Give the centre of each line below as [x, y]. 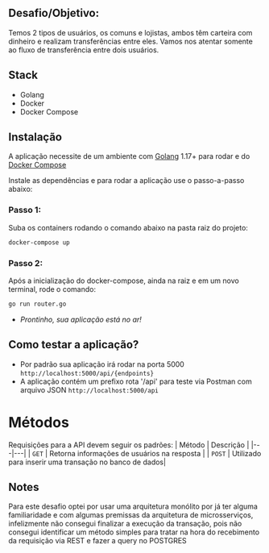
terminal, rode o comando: [52, 289]
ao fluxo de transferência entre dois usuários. [84, 50]
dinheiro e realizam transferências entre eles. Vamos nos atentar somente [131, 41]
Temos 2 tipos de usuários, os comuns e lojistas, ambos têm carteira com [130, 32]
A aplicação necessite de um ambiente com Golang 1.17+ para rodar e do [129, 156]
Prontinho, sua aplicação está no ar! [81, 319]
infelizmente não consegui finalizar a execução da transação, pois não [125, 524]
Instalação [35, 137]
